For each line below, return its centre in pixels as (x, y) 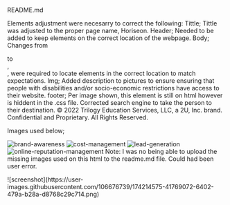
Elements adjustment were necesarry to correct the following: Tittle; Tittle (112, 23)
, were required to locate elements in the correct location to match (101, 73)
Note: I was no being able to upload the (161, 152)
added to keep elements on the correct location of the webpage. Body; (108, 38)
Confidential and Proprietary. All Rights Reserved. (78, 117)
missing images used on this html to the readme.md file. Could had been (110, 159)
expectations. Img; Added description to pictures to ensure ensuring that (111, 81)
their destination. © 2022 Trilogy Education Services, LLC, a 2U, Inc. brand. (115, 110)
